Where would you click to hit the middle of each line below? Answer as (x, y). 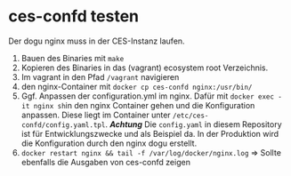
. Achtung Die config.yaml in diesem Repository (194, 124)
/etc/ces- (190, 116)
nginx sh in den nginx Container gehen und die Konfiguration (144, 105)
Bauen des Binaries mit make (73, 58)
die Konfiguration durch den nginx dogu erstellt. (109, 143)
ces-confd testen (74, 16)
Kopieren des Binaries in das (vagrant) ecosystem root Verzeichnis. (145, 68)
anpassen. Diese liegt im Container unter (96, 115)
